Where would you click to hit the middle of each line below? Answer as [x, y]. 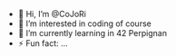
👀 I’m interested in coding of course [84, 23]
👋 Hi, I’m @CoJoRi [52, 14]
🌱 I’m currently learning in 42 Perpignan [93, 33]
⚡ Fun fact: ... [43, 43]
